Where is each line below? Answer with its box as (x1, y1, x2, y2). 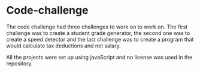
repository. (6, 60, 33, 67)
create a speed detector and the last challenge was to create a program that (6, 36, 194, 43)
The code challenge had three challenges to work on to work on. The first (6, 23, 188, 30)
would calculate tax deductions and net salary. (6, 42, 121, 49)
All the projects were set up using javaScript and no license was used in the (6, 53, 193, 61)
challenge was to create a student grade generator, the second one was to (6, 29, 190, 36)
